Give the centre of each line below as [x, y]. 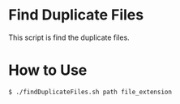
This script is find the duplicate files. [69, 37]
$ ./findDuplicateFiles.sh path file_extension [90, 92]
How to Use [48, 70]
